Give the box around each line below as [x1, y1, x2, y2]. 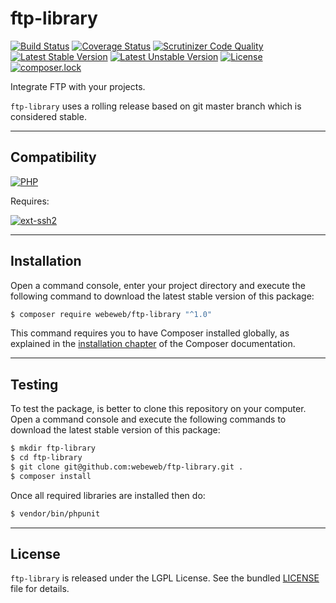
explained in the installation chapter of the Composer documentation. [10, 338, 296, 350]
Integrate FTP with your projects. [10, 80, 146, 92]
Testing [10, 376, 59, 393]
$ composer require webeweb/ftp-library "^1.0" [10, 309, 213, 319]
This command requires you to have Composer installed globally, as [10, 327, 290, 339]
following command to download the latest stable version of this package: [10, 290, 315, 302]
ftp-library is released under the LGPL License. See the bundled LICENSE [10, 572, 320, 584]
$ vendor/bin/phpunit [10, 508, 101, 519]
